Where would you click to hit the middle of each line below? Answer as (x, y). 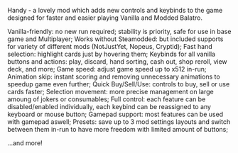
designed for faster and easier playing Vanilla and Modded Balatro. (105, 18)
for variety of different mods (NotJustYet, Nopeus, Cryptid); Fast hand (110, 46)
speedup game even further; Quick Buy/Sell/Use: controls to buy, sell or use (119, 84)
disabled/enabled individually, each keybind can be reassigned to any (109, 107)
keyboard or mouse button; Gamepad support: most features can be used (115, 114)
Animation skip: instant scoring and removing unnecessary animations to (114, 76)
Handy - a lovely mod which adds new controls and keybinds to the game (115, 10)
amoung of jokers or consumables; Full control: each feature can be (107, 99)
